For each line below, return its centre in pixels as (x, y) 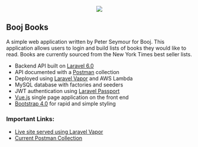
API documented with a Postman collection (67, 72)
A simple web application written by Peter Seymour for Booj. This (85, 41)
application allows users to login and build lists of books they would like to (96, 48)
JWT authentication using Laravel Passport (67, 91)
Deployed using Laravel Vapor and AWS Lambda (74, 78)
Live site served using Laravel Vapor (59, 132)
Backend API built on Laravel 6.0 (54, 66)
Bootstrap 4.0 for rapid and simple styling (65, 103)
